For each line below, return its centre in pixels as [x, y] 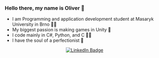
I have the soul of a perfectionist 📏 [48, 40]
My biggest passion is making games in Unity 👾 [62, 30]
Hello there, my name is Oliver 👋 [45, 8]
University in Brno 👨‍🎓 [34, 24]
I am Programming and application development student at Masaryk [83, 19]
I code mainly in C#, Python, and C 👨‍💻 [52, 35]
